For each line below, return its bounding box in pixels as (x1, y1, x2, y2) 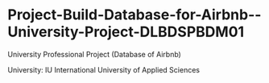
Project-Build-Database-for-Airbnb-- (7, 6, 262, 24)
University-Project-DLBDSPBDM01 (7, 23, 245, 41)
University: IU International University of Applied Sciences (7, 64, 201, 74)
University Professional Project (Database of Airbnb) (7, 49, 182, 59)
